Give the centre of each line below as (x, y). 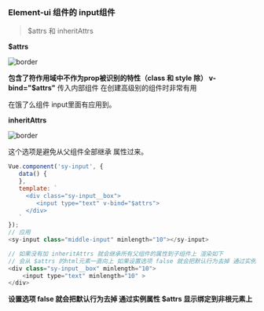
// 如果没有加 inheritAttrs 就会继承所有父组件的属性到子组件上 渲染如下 (116, 254)
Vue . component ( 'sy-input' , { (56, 166)
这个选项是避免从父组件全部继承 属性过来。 (78, 152)
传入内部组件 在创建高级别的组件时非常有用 (127, 88)
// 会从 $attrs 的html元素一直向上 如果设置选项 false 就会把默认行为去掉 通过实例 (132, 261)
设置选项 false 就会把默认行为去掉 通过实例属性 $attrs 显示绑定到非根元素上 (130, 299)
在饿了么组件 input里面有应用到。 (62, 104)
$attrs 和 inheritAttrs (60, 31)
